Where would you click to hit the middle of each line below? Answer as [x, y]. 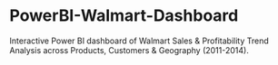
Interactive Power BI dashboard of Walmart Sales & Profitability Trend [139, 41]
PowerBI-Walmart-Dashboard [124, 16]
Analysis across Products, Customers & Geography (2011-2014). [129, 50]
